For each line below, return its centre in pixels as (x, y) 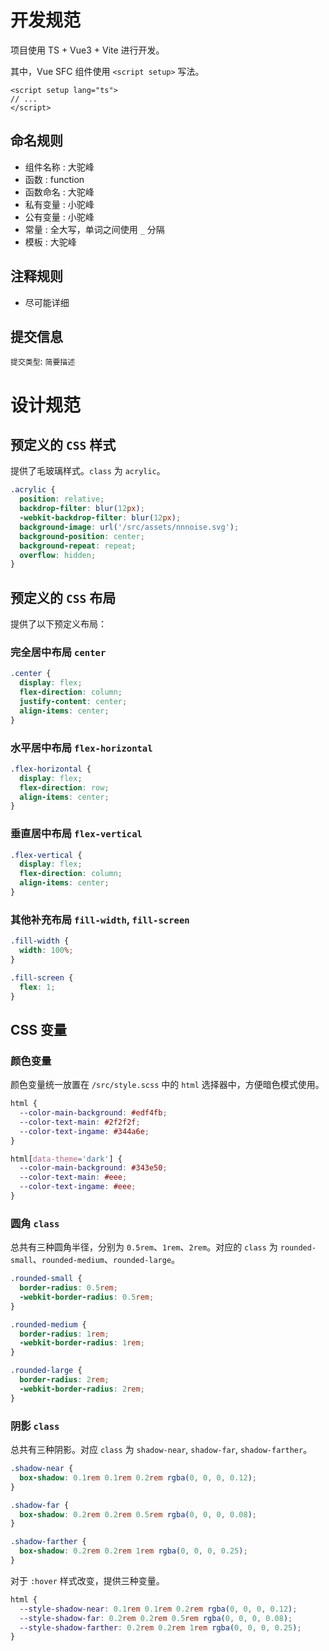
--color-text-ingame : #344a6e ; (84, 1131)
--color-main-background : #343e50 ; (93, 1168)
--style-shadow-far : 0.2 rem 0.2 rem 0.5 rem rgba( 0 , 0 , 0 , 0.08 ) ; (156, 1618)
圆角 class (35, 1223)
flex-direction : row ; (64, 787)
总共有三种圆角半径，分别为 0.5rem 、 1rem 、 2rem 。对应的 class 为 (144, 1247)
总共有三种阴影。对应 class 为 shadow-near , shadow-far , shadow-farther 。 (161, 1450)
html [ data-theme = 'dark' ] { (66, 1159)
